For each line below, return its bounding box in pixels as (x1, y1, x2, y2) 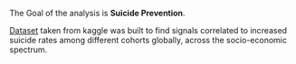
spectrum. (9, 44, 48, 55)
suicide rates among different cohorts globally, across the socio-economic (9, 35, 288, 45)
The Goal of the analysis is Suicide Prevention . (9, 8, 186, 18)
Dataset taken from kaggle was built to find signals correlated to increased (9, 25, 288, 35)
